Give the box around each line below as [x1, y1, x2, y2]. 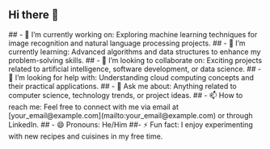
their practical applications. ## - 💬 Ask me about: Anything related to [8, 81, 237, 91]
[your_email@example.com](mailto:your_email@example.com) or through [8, 110, 253, 120]
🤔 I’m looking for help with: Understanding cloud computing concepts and [8, 72, 255, 82]
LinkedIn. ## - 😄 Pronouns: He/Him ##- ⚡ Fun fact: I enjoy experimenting [8, 119, 253, 130]
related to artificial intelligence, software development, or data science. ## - [8, 64, 261, 74]
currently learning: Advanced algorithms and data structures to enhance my [8, 46, 261, 57]
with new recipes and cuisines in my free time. [8, 131, 163, 141]
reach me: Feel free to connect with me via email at [8, 102, 179, 112]
